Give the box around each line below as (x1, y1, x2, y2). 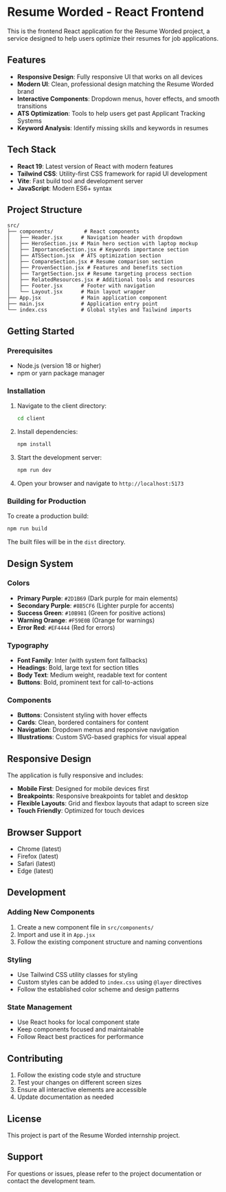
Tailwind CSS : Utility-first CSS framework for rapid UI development (16, 169, 207, 178)
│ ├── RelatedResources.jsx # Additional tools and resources (7, 276, 195, 283)
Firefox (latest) (16, 852, 59, 861)
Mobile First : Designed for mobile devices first (16, 785, 150, 793)
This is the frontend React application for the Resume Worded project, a (7, 27, 210, 35)
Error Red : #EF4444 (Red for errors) (16, 623, 115, 631)
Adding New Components (7, 907, 95, 917)
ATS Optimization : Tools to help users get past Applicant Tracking (16, 109, 205, 117)
